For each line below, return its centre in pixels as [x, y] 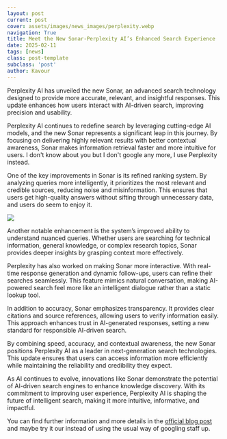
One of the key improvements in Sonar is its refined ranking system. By [107, 175]
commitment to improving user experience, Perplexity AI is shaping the [107, 393]
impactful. [21, 407]
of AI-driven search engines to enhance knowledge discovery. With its [106, 385]
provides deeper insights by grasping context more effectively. [95, 252]
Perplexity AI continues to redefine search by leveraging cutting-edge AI [109, 126]
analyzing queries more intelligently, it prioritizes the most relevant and [107, 182]
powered [19, 287]
